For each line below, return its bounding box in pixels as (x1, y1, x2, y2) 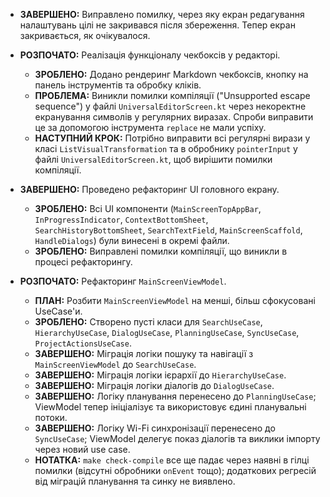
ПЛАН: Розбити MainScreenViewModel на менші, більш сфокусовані (34, 295, 316, 306)
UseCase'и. (34, 305, 83, 317)
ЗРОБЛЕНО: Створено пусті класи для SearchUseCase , (34, 316, 263, 328)
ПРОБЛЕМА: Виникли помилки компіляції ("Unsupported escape (34, 90, 311, 101)
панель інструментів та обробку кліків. (34, 79, 202, 91)
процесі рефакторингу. (34, 256, 133, 268)
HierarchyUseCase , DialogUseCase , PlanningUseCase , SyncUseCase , (34, 327, 300, 338)
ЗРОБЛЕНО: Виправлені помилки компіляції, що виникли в (34, 245, 288, 257)
